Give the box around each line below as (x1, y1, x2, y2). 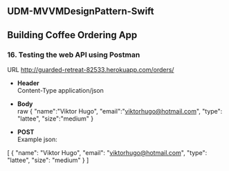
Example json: (17, 135, 57, 144)
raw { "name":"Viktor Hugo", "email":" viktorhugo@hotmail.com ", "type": (17, 107, 223, 116)
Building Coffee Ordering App (7, 29, 138, 41)
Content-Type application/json (17, 87, 104, 95)
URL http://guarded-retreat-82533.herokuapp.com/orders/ (7, 66, 174, 74)
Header (17, 79, 39, 87)
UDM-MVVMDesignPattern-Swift (7, 6, 154, 17)
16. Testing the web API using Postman (7, 50, 140, 60)
